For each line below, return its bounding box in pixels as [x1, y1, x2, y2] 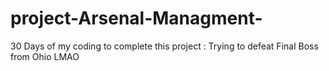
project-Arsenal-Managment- [10, 7, 263, 30]
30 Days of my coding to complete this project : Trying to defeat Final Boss [10, 40, 319, 52]
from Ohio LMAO [10, 50, 80, 62]
